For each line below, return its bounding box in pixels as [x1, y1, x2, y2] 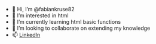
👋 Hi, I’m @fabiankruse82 [11, 6, 75, 12]
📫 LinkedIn [11, 32, 41, 38]
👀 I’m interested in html [11, 12, 69, 19]
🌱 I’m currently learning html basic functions [11, 18, 121, 25]
